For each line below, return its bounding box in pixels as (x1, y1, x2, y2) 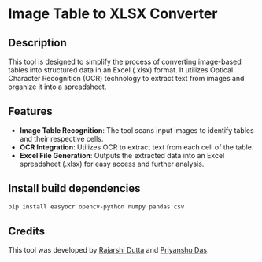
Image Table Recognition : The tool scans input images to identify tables (19, 125, 254, 135)
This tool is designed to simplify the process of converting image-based (8, 57, 242, 66)
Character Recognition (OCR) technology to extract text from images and (8, 74, 245, 83)
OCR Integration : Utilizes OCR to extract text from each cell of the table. (19, 142, 254, 152)
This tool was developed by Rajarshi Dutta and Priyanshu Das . (8, 245, 209, 255)
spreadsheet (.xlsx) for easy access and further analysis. (19, 159, 205, 168)
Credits (8, 224, 46, 238)
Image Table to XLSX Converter (8, 5, 218, 23)
